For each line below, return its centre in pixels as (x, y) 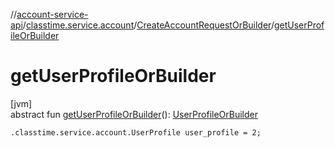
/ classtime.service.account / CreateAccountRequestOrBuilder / (148, 25)
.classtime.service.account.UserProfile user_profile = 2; (136, 132)
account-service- (52, 14)
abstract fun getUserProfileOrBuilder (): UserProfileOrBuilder (134, 114)
